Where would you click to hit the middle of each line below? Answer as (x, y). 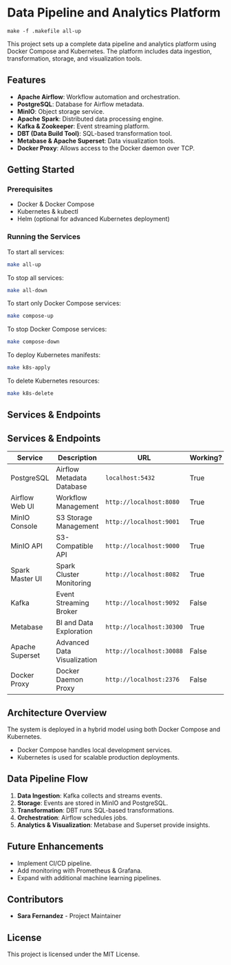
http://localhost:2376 (143, 680)
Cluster (68, 575)
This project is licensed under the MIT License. (74, 954)
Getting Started (41, 170)
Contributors (35, 900)
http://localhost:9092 (143, 603)
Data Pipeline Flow (47, 779)
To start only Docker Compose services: (64, 303)
